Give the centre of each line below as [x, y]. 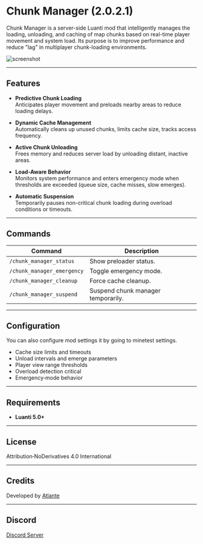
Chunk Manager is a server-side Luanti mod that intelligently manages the [98, 28]
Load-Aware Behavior [43, 172]
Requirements [33, 402]
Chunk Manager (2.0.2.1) [70, 11]
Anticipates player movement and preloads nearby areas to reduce [98, 105]
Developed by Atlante [33, 495]
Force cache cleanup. [120, 280]
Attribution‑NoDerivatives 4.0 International [59, 456]
